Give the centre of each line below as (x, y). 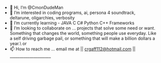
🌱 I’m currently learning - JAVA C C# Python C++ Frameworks (72, 23)
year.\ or (18, 43)
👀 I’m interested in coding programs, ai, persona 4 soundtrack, (72, 13)
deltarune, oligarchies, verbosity (42, 18)
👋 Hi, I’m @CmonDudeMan (36, 8)
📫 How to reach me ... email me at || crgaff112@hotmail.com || (72, 49)
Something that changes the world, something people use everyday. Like (83, 33)
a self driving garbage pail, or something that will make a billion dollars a (82, 38)
